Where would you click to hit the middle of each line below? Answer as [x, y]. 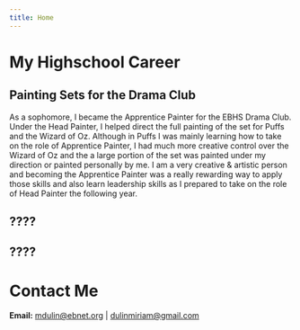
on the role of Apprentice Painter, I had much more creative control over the [149, 146]
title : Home [31, 18]
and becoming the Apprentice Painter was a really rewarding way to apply [146, 174]
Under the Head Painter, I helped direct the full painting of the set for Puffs [147, 126]
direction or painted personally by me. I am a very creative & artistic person [148, 165]
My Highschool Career [95, 62]
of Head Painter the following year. [73, 193]
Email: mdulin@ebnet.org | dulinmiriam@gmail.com [104, 316]
